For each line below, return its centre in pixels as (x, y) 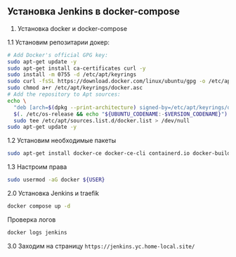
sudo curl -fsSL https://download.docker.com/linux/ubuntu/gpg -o (106, 81)
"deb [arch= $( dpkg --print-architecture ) (75, 107)
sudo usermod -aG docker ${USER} (56, 180)
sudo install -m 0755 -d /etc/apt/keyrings (72, 75)
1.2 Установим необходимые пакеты (62, 141)
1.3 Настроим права (37, 167)
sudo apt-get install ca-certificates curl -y (77, 68)
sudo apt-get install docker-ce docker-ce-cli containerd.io (99, 153)
